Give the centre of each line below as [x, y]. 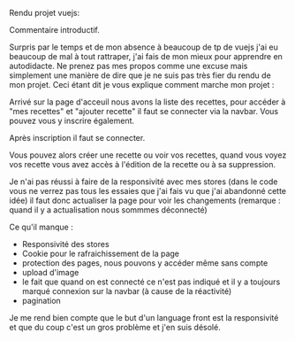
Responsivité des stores [65, 244]
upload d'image [50, 272]
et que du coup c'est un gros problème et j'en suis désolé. [115, 327]
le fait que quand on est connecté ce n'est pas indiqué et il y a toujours [151, 282]
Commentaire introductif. [54, 30]
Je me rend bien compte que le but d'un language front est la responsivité [144, 318]
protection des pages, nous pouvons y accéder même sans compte [145, 263]
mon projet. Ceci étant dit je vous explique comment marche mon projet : [142, 85]
